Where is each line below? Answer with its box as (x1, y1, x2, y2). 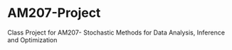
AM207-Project (7, 5, 101, 21)
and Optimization (7, 35, 58, 44)
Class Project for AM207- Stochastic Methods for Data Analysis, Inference (7, 28, 226, 37)
